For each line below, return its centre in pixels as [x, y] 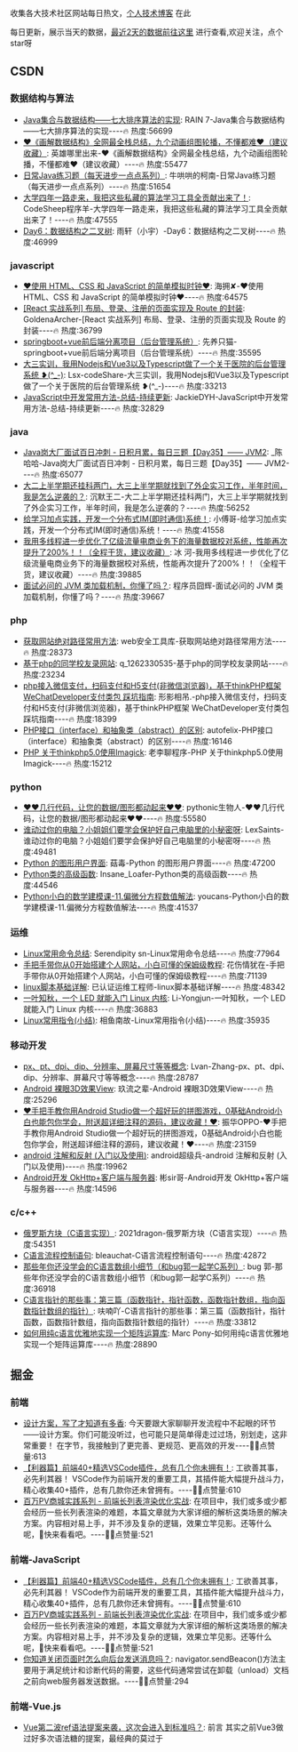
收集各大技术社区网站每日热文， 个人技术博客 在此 [101, 13]
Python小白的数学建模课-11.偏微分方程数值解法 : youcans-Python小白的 [152, 896]
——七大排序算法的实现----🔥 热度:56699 [98, 131]
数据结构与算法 [42, 99]
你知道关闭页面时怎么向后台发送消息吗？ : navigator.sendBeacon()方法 [150, 1659]
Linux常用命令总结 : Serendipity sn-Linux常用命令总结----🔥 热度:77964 [151, 953]
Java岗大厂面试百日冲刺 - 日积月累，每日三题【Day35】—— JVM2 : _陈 [153, 453]
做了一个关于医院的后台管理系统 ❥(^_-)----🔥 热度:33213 [125, 386]
